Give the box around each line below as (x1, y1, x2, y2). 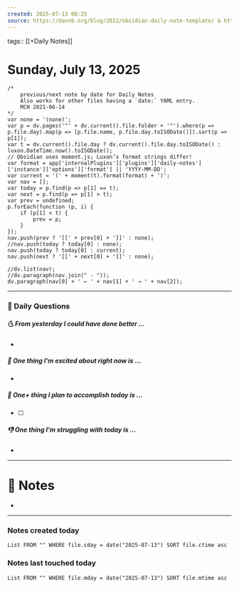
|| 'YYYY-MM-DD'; (115, 166, 167, 173)
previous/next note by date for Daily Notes (20, 91, 154, 98)
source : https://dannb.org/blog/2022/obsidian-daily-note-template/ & (7, 17, 221, 24)
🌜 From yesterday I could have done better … (7, 319, 145, 328)
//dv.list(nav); (7, 266, 55, 273)
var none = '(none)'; (7, 116, 72, 123)
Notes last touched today (7, 558, 97, 568)
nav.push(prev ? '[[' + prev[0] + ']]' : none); (7, 234, 154, 242)
